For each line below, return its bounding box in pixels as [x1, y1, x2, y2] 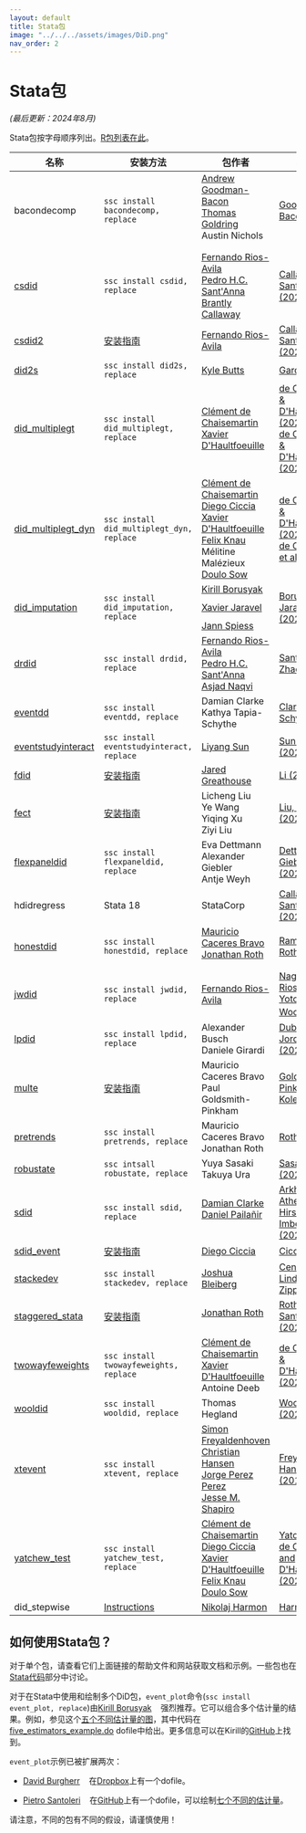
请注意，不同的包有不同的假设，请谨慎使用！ [9, 1814, 178, 1825]
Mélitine [201, 545, 236, 558]
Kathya [201, 707, 232, 719]
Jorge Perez [201, 1469, 254, 1482]
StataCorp [201, 899, 246, 912]
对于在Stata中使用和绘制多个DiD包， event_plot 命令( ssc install [9, 1691, 251, 1702]
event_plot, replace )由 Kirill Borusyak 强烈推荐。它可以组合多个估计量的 [9, 1702, 289, 1713]
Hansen [201, 1457, 235, 1470]
